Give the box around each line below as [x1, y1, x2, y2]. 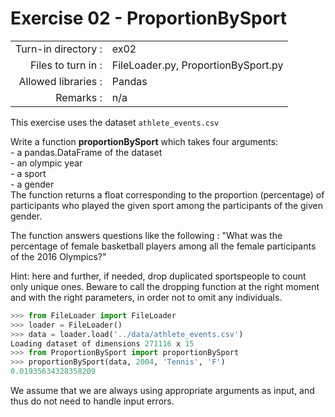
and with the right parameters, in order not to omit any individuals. [10, 291, 283, 303]
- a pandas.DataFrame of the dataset [10, 146, 163, 158]
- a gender [10, 178, 55, 190]
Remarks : [55, 90, 103, 104]
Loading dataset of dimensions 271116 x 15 [10, 338, 195, 349]
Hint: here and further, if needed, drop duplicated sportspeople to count [10, 270, 307, 282]
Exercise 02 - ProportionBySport [10, 7, 288, 30]
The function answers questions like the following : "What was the [10, 229, 283, 241]
